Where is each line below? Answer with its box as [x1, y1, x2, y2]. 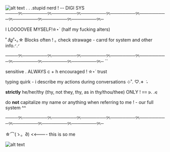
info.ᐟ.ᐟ [5, 42, 20, 49]
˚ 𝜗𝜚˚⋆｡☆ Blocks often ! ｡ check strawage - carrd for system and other [5, 37, 153, 43]
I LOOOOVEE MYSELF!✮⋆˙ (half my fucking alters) [5, 26, 111, 32]
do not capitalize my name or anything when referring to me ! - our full [5, 99, 154, 105]
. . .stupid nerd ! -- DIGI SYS [26, 5, 85, 11]
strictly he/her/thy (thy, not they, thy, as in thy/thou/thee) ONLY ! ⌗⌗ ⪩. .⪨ [5, 89, 157, 95]
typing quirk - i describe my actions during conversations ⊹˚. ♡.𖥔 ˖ [5, 79, 148, 84]
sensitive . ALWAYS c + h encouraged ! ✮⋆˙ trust [5, 69, 107, 74]
